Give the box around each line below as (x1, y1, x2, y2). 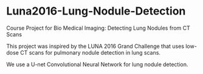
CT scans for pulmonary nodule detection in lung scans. (20, 49, 161, 56)
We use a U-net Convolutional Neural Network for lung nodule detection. (6, 61, 188, 68)
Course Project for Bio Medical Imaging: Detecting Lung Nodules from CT (6, 24, 190, 32)
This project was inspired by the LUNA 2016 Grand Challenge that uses (6, 42, 184, 50)
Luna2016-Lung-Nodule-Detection (6, 4, 186, 18)
